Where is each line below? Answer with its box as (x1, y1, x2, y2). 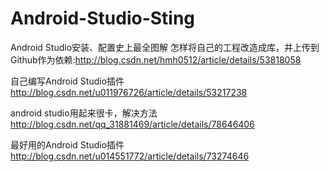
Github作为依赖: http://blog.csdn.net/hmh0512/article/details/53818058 (10, 53, 302, 66)
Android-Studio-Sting (10, 7, 196, 30)
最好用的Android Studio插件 (10, 138, 125, 151)
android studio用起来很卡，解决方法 (10, 107, 158, 119)
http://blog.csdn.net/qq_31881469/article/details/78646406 (10, 118, 255, 130)
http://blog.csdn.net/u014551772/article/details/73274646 (10, 150, 250, 162)
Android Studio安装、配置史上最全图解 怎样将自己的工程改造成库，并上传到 (10, 41, 320, 53)
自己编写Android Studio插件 (10, 75, 125, 87)
